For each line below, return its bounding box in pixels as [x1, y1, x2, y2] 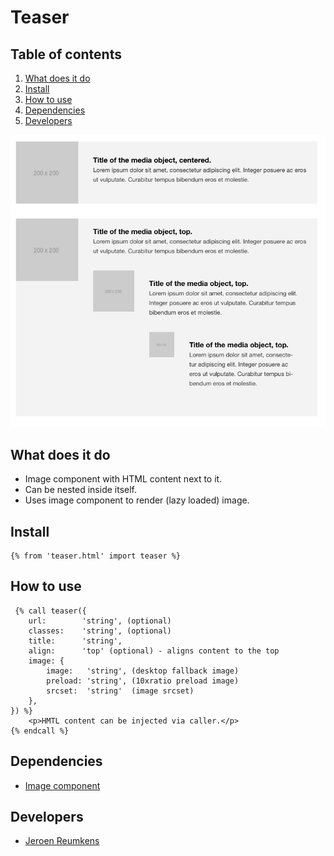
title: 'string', [28, 636, 123, 646]
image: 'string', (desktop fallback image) [46, 666, 240, 676]
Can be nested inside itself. [24, 484, 138, 496]
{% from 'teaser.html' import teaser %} [10, 551, 182, 561]
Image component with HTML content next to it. [24, 473, 223, 485]
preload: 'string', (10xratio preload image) [46, 676, 240, 686]
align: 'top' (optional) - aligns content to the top [28, 646, 280, 656]
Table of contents [10, 46, 122, 63]
